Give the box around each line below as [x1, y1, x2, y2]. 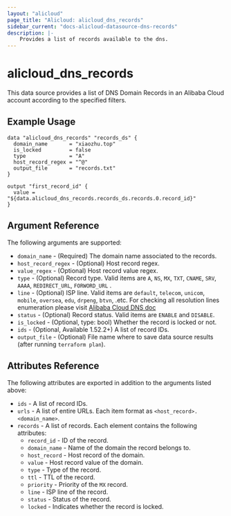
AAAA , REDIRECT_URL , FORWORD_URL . [17, 281, 112, 290]
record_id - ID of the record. [27, 436, 109, 444]
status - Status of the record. [27, 495, 112, 503]
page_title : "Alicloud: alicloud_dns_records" [7, 17, 144, 24]
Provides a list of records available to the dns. [19, 36, 169, 43]
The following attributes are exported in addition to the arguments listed [7, 378, 212, 386]
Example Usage [7, 116, 76, 128]
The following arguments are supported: [7, 238, 122, 247]
